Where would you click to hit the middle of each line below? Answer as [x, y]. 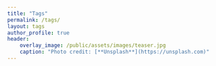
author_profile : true [39, 33]
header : [18, 39]
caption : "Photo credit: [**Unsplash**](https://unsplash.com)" [115, 52]
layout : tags [26, 26]
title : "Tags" [28, 13]
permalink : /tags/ [34, 20]
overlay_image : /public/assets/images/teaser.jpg [93, 45]
